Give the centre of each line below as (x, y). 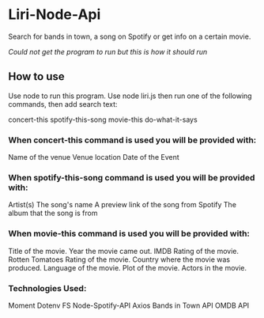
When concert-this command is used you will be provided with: (132, 140)
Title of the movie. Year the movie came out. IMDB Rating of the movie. (124, 251)
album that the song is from (53, 213)
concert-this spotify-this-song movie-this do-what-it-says (103, 119)
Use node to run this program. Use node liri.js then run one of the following (130, 96)
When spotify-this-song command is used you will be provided (132, 177)
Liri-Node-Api (55, 15)
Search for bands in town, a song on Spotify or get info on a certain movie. (130, 36)
